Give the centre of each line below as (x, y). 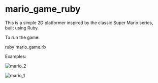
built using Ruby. (22, 28)
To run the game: (22, 37)
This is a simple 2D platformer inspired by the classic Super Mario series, (79, 23)
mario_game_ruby (43, 9)
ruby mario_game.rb (26, 47)
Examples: (16, 56)
